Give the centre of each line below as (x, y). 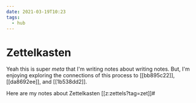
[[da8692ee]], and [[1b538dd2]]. (47, 82)
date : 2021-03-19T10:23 (36, 12)
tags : (13, 17)
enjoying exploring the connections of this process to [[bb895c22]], (90, 75)
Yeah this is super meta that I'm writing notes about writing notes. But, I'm (98, 69)
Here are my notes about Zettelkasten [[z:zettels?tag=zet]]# (81, 93)
